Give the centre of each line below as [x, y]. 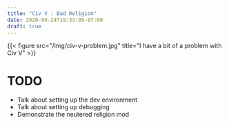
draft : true [24, 26]
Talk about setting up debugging [63, 107]
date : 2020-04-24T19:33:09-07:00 [55, 20]
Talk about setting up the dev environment [77, 100]
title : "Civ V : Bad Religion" [52, 13]
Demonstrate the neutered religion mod [73, 115]
